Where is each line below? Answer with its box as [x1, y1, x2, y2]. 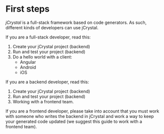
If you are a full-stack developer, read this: [5, 34, 91, 40]
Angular [20, 59, 36, 65]
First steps [5, 3, 50, 15]
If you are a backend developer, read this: [5, 79, 89, 85]
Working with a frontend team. [12, 98, 74, 104]
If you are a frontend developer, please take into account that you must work [5, 108, 160, 114]
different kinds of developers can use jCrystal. [5, 24, 99, 30]
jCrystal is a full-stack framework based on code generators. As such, [5, 19, 147, 25]
